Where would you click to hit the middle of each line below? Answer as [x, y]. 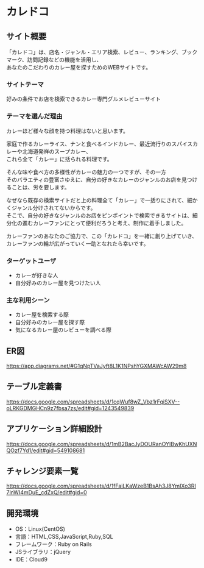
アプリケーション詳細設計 [54, 429]
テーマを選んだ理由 [34, 116]
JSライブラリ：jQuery [43, 552]
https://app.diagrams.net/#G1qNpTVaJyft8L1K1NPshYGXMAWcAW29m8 [97, 366]
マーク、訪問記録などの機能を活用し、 [54, 60]
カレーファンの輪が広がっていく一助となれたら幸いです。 [78, 243]
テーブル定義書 [34, 387]
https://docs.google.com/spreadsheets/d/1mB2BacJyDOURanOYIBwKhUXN [102, 444]
